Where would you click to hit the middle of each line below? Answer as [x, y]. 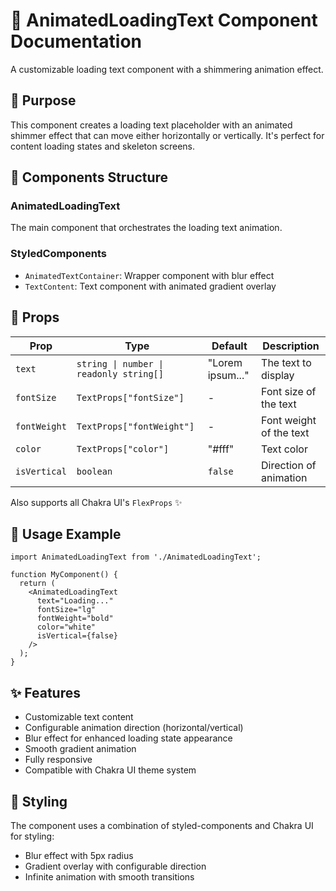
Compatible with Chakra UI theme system [110, 770]
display [278, 375]
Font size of [289, 391]
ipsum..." [228, 375]
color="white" [66, 627]
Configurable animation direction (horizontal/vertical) [134, 728]
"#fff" [221, 449]
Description [291, 346]
